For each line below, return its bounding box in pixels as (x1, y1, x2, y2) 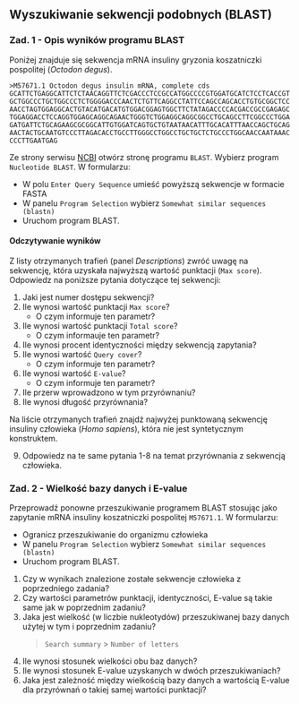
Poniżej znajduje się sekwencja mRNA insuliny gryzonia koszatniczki (9, 54, 262, 65)
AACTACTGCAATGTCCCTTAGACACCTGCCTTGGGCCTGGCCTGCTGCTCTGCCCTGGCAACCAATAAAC (9, 128, 291, 137)
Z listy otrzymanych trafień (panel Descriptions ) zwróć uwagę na (9, 255, 249, 266)
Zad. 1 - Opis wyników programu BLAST (9, 34, 185, 47)
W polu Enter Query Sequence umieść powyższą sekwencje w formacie (21, 178, 285, 189)
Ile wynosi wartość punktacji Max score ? (21, 301, 170, 312)
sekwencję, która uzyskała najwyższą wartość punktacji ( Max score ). (9, 264, 262, 276)
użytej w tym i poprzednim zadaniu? (21, 622, 157, 632)
